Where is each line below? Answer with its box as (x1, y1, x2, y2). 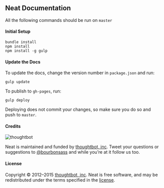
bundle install (5, 40, 37, 45)
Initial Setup (5, 28, 31, 34)
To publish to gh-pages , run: (5, 88, 61, 94)
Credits (5, 123, 21, 129)
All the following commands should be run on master (5, 17, 113, 23)
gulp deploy (5, 98, 30, 103)
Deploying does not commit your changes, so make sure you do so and (5, 106, 151, 112)
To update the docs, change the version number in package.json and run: (5, 70, 155, 76)
